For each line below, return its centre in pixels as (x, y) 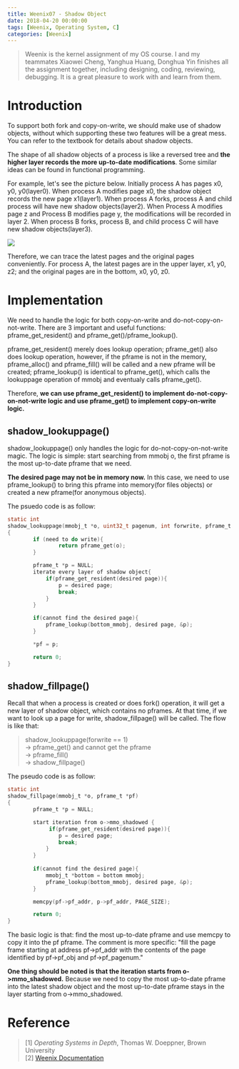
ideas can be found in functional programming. (76, 170)
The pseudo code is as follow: (52, 776)
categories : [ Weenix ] (40, 34)
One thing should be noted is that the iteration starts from (95, 971)
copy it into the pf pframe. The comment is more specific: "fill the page (112, 943)
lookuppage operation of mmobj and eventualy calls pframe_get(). (105, 380)
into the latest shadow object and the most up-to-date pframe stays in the (116, 987)
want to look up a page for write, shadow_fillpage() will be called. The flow (117, 718)
